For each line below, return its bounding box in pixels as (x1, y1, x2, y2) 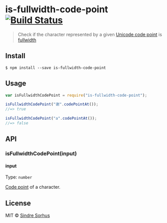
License (5, 198, 31, 208)
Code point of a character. (5, 184, 61, 190)
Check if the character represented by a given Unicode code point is (17, 31, 162, 37)
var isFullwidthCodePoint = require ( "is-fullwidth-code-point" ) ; (5, 93, 147, 98)
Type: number (5, 174, 32, 180)
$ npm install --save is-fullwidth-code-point (5, 65, 106, 70)
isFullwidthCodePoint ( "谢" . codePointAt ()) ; (5, 102, 99, 107)
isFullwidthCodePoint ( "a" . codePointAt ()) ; (5, 116, 97, 121)
